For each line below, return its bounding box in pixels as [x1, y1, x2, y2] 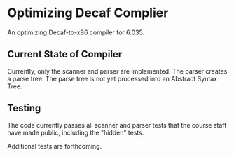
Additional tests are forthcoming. [7, 142, 102, 150]
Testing [7, 102, 41, 114]
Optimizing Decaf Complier [7, 5, 169, 21]
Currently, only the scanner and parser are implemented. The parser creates [7, 67, 228, 75]
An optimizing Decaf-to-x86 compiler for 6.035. [7, 28, 145, 36]
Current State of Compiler [7, 48, 123, 60]
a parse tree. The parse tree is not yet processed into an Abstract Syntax [7, 74, 218, 83]
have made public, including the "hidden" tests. [7, 128, 144, 137]
